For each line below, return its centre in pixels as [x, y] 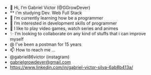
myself [16, 39]
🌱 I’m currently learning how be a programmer [56, 18]
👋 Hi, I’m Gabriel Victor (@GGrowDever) [50, 8]
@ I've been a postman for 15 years [45, 44]
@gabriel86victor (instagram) [40, 57]
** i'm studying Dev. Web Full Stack [46, 13]
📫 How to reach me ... [32, 50]
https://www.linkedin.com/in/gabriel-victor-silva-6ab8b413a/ [71, 67]
